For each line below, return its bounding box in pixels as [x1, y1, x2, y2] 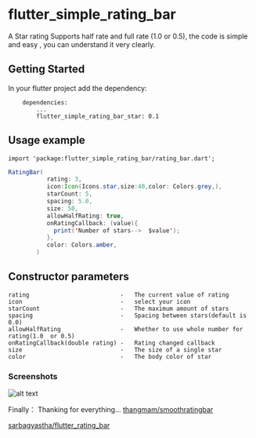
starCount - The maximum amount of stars [8, 305, 229, 312]
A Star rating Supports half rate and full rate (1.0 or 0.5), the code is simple [8, 31, 248, 41]
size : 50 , [46, 204, 79, 213]
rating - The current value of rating [8, 290, 229, 299]
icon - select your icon [8, 297, 191, 305]
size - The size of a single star [8, 345, 222, 354]
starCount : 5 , [46, 190, 92, 198]
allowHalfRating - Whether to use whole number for [8, 325, 243, 333]
